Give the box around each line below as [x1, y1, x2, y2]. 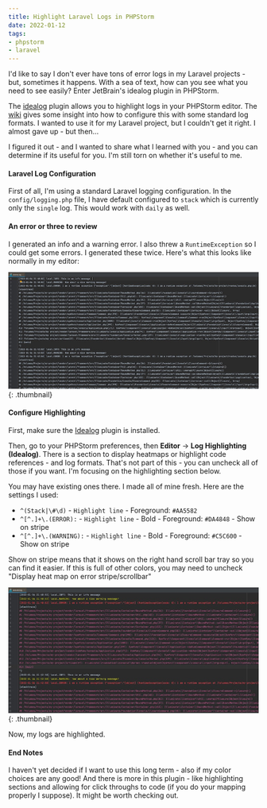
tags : [8, 29, 26, 37]
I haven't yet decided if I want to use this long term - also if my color [8, 765, 232, 775]
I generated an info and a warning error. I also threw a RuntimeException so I [8, 239, 257, 249]
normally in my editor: [8, 256, 79, 265]
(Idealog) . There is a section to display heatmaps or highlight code [8, 449, 226, 458]
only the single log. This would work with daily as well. [8, 203, 191, 213]
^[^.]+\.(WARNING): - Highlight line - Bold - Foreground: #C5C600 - [19, 531, 242, 540]
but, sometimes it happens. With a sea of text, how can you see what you [8, 78, 249, 87]
